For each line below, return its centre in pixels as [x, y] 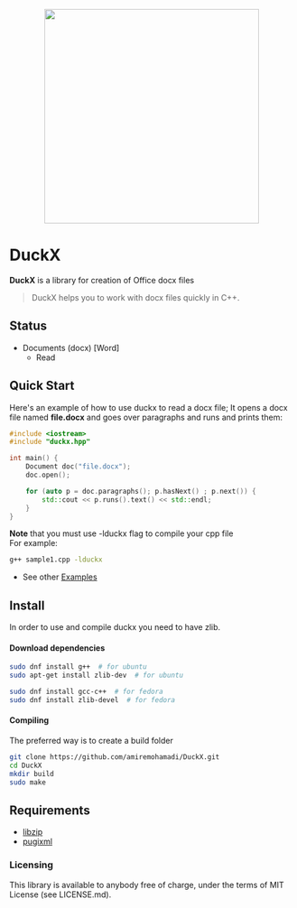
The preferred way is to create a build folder [91, 741]
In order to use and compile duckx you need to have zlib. [115, 627]
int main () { [34, 459]
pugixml [37, 842]
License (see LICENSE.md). [60, 894]
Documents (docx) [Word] [71, 347]
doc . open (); [48, 475]
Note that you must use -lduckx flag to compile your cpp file [121, 533]
